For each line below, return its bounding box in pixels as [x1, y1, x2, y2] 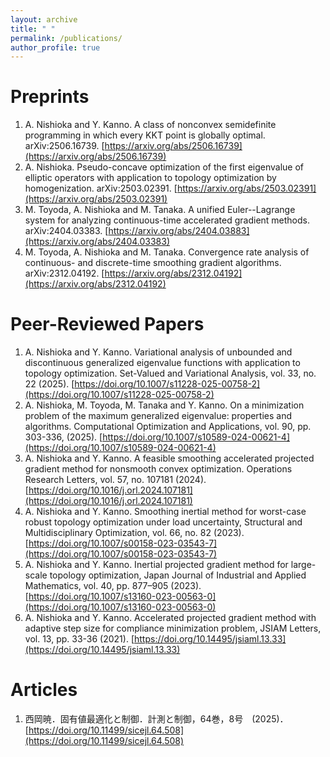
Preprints [10, 86, 90, 108]
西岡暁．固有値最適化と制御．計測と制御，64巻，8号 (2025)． [24, 713, 289, 725]
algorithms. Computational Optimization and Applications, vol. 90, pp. [24, 421, 312, 433]
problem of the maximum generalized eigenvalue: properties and [24, 410, 293, 422]
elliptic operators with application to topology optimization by [24, 172, 277, 184]
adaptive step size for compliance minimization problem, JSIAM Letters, [24, 622, 322, 635]
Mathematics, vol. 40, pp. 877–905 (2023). [24, 580, 202, 592]
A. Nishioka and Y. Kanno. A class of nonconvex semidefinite [24, 119, 277, 131]
